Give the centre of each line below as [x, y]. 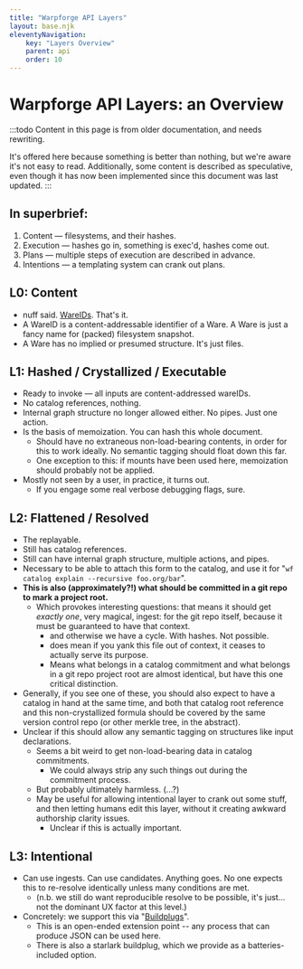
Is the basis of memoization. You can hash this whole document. [142, 432]
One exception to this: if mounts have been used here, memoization [162, 461]
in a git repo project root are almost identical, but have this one [166, 674]
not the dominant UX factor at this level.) [111, 907]
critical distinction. [84, 684]
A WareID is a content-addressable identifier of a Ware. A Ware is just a [155, 324]
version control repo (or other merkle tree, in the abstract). [132, 722]
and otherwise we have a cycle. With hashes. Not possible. [159, 636]
